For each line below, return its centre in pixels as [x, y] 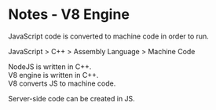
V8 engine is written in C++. [53, 75]
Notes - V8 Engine [69, 15]
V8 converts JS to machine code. [62, 83]
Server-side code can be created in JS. [71, 98]
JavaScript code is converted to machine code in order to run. [109, 36]
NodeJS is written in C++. [50, 66]
